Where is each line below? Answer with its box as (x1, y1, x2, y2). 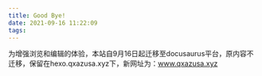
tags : (8, 26, 26, 34)
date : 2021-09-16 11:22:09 (8, 19, 98, 27)
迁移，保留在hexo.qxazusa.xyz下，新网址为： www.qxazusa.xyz (8, 59, 218, 68)
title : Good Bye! (8, 11, 66, 20)
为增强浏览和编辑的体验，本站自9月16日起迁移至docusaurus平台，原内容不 (8, 49, 254, 59)
